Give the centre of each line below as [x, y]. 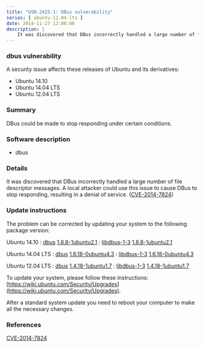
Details [17, 168]
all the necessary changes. [40, 309]
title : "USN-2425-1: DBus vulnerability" [60, 12]
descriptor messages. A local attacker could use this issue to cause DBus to [102, 188]
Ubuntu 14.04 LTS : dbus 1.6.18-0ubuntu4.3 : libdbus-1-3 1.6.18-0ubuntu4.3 [100, 254]
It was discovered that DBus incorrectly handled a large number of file [94, 181]
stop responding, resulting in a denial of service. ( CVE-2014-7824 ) [90, 195]
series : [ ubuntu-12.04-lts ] [45, 18]
